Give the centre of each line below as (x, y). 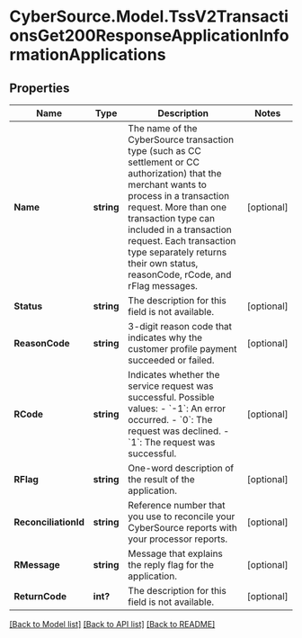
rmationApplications (88, 55)
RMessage (37, 565)
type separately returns (178, 252)
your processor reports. (178, 539)
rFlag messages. (163, 286)
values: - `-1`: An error (177, 409)
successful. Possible (171, 397)
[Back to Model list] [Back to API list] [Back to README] (112, 624)
